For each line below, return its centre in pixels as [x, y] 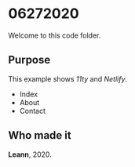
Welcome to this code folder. [55, 35]
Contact [32, 111]
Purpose [29, 60]
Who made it [40, 135]
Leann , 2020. [30, 154]
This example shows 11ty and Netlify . [68, 78]
